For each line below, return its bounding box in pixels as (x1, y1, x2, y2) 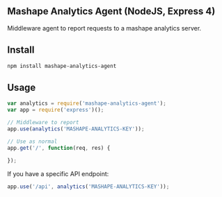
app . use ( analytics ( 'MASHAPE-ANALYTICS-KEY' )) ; (7, 125, 145, 132)
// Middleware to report (7, 119, 79, 126)
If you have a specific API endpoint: (7, 170, 109, 178)
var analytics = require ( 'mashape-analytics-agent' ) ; (7, 100, 167, 107)
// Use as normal (7, 138, 58, 145)
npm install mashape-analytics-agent (7, 62, 117, 69)
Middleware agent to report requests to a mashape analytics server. (7, 24, 202, 32)
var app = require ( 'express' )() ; (7, 107, 104, 114)
